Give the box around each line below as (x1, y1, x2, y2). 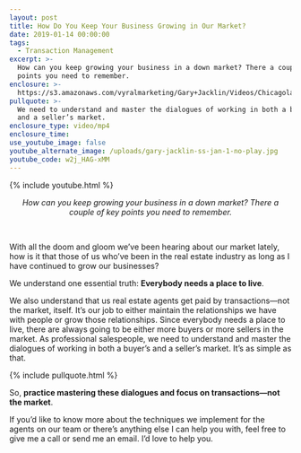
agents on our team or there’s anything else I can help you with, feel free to (9, 423, 287, 434)
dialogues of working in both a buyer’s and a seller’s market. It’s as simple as (9, 343, 292, 353)
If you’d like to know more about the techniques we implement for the (9, 414, 266, 424)
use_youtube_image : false (9, 138, 106, 147)
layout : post (9, 13, 58, 22)
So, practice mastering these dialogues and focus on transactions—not (9, 387, 280, 397)
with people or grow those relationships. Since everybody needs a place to (9, 314, 286, 325)
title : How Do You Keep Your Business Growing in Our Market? (9, 22, 246, 30)
